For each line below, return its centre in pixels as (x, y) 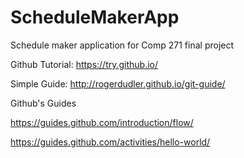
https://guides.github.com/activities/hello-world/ (110, 142)
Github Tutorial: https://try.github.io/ (84, 64)
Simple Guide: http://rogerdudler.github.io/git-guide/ (118, 83)
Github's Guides (43, 103)
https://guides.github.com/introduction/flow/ (102, 122)
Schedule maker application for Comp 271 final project (122, 45)
